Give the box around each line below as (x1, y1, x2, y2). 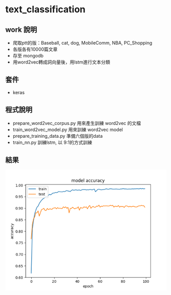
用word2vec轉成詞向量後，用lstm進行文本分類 (12, 59, 110, 65)
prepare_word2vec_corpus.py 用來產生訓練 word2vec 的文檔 (12, 120, 141, 126)
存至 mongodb (12, 53, 44, 58)
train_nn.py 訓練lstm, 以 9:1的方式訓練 (12, 139, 92, 145)
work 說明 (5, 25, 37, 34)
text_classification (5, 4, 86, 15)
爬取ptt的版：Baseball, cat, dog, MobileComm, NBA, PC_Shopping (12, 40, 153, 46)
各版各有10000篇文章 (12, 46, 58, 52)
